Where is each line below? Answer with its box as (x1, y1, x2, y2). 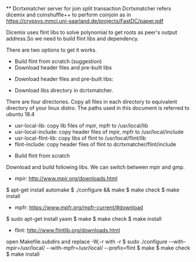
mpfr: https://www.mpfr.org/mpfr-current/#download (14, 204, 144, 211)
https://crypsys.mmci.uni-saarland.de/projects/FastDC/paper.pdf (6, 18, 164, 24)
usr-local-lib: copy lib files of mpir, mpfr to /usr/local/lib (14, 122, 148, 129)
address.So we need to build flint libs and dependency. (6, 35, 139, 42)
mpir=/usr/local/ (6, 244, 45, 251)
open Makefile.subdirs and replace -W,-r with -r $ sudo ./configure (6, 238, 168, 245)
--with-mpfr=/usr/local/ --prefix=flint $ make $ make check (46, 244, 191, 251)
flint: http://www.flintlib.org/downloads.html (14, 227, 120, 234)
